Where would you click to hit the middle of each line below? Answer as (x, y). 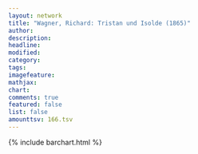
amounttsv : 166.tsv (41, 120)
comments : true (34, 97)
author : (21, 30)
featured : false (35, 105)
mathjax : (23, 82)
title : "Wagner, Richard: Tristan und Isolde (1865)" (100, 23)
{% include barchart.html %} (55, 142)
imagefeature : (32, 75)
